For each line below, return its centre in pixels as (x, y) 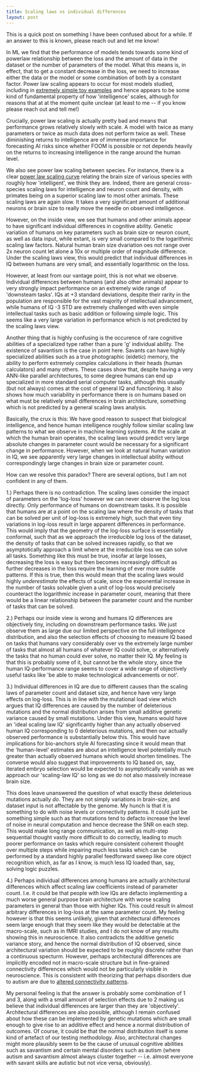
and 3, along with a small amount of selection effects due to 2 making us (95, 999)
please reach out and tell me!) (43, 109)
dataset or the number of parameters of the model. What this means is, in (96, 65)
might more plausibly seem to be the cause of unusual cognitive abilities (95, 1043)
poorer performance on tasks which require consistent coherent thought (95, 843)
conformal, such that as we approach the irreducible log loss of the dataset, (99, 537)
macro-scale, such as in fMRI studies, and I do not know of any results (93, 931)
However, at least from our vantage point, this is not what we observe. (92, 275)
